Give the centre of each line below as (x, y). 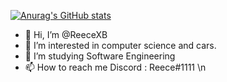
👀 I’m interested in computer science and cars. (120, 45)
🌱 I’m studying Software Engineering (100, 56)
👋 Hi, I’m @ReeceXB (66, 34)
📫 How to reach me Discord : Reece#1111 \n (115, 67)
